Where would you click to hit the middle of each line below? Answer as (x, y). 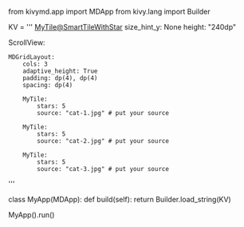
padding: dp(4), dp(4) (60, 78)
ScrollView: (27, 42)
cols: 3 (35, 64)
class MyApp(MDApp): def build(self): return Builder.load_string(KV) (120, 199)
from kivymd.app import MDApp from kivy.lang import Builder (110, 12)
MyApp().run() (31, 215)
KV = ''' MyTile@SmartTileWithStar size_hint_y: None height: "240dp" (122, 27)
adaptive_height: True (60, 71)
